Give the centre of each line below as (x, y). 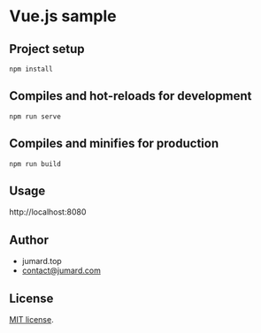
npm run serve (35, 117)
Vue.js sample (63, 16)
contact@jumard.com (61, 270)
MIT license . (32, 320)
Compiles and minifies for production (114, 144)
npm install (31, 69)
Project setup (47, 49)
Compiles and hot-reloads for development (130, 96)
